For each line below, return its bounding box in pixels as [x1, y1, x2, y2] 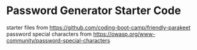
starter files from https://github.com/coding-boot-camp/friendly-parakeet [6, 24, 191, 31]
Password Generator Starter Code [6, 4, 181, 18]
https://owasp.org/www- [93, 30, 156, 37]
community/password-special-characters [6, 37, 111, 44]
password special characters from [6, 30, 92, 37]
